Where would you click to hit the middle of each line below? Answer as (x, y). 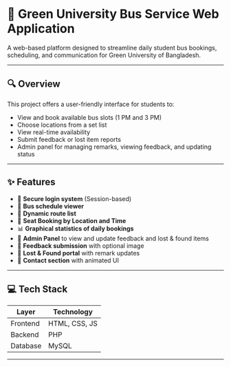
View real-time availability (54, 132)
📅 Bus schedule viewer (51, 206)
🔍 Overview (34, 84)
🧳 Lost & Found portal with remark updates (78, 253)
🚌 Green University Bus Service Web (113, 14)
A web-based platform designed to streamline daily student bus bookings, (112, 48)
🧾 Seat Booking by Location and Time (71, 220)
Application (41, 29)
